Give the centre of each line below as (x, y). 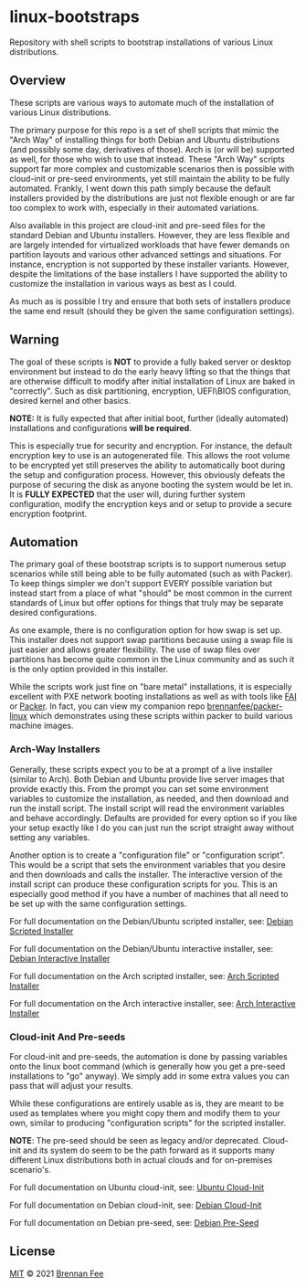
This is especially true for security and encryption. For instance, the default (151, 446)
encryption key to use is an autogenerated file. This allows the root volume (150, 455)
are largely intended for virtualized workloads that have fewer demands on (150, 245)
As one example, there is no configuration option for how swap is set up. (146, 630)
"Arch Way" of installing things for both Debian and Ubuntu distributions (145, 140)
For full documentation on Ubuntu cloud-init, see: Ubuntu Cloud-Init (137, 1187)
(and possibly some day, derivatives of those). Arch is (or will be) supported (152, 149)
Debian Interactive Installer (60, 958)
